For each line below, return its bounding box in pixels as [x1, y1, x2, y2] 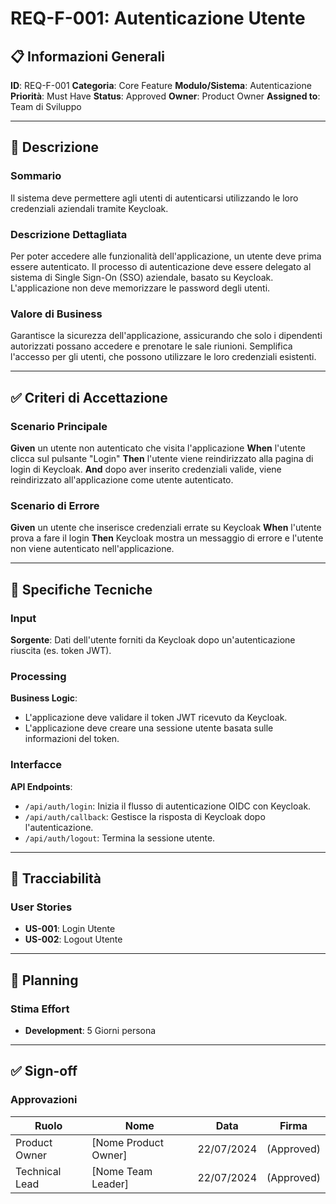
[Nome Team [91, 1164, 153, 1178]
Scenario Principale [10, 419, 108, 433]
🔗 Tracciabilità [10, 870, 102, 887]
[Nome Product [91, 1135, 164, 1149]
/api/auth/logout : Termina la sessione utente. [24, 832, 216, 844]
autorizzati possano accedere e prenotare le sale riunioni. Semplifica [10, 340, 293, 352]
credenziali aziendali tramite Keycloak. [10, 202, 169, 214]
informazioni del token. [24, 733, 120, 745]
